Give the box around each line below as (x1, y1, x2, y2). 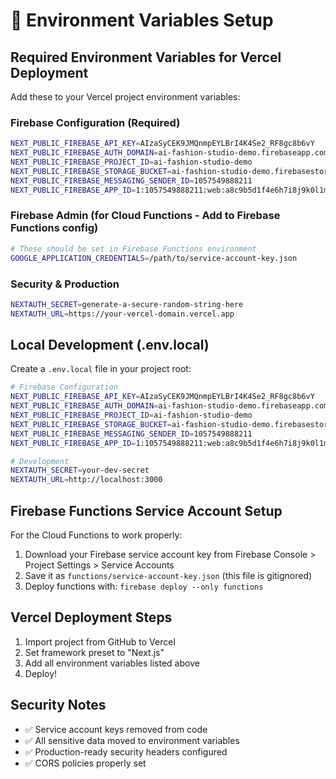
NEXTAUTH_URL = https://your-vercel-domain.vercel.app (10, 309, 235, 319)
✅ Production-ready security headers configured (24, 745, 228, 758)
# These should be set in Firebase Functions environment (10, 244, 257, 254)
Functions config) (10, 221, 99, 235)
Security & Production (10, 277, 120, 291)
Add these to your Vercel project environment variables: (10, 91, 241, 103)
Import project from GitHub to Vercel (24, 635, 176, 648)
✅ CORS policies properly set (24, 757, 147, 769)
